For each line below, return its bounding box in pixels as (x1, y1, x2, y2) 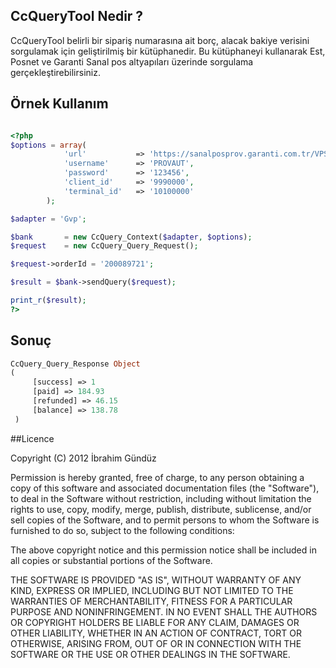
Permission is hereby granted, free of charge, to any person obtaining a (10, 471, 305, 483)
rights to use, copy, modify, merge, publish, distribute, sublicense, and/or (10, 503, 312, 515)
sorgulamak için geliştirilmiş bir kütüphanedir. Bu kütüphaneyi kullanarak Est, (10, 45, 326, 57)
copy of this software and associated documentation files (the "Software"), (10, 482, 320, 494)
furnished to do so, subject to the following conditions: (10, 524, 235, 536)
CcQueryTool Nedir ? (10, 8, 144, 25)
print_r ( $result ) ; (10, 295, 87, 305)
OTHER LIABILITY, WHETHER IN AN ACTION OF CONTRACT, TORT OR (10, 627, 302, 639)
